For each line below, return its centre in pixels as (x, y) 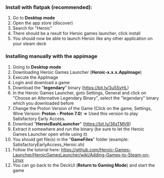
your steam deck (29, 44)
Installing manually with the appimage (52, 56)
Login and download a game (41, 82)
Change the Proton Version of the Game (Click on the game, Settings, (82, 108)
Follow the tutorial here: (36, 149)
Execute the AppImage (35, 77)
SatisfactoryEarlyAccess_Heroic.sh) (48, 144)
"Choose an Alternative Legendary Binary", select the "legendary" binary (86, 98)
